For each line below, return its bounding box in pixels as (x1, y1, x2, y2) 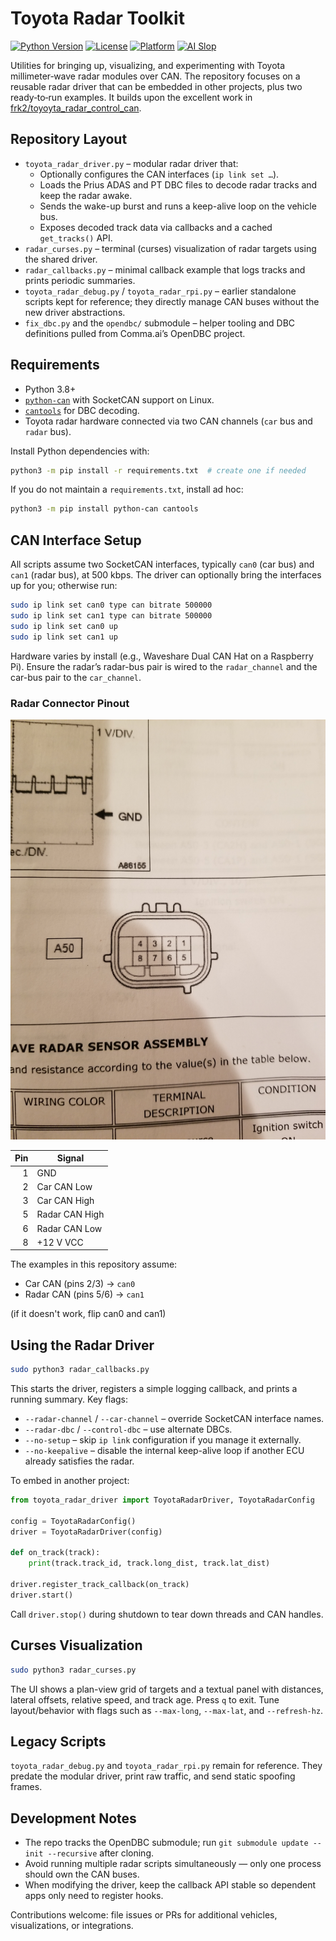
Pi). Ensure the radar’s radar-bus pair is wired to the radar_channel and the (10, 660, 318, 672)
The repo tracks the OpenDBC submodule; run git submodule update (24, 1837, 309, 1849)
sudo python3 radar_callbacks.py (10, 1365, 150, 1375)
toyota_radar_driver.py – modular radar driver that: (24, 157, 239, 169)
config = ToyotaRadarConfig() (10, 1516, 137, 1526)
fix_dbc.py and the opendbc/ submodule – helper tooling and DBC (24, 317, 296, 329)
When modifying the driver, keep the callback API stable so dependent (24, 1879, 316, 1891)
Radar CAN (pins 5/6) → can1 (24, 1288, 145, 1301)
